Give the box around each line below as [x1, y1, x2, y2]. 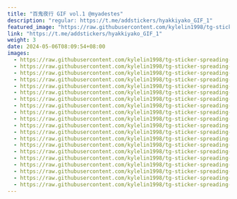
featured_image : [7, 23, 55, 30]
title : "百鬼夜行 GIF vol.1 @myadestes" [7, 10, 123, 18]
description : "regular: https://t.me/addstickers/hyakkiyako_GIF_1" [7, 17, 213, 24]
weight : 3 [7, 37, 37, 44]
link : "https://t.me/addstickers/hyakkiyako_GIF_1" [7, 30, 162, 37]
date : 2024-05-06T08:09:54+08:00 [7, 43, 106, 50]
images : [7, 50, 30, 57]
